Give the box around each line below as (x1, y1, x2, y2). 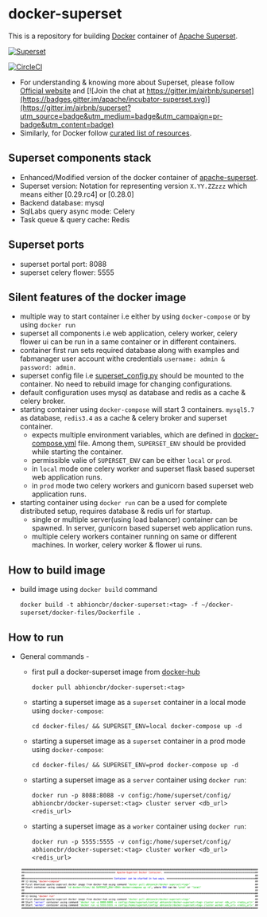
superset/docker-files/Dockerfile (19, 609, 134, 617)
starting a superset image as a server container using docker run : (31, 775, 247, 785)
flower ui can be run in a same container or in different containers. (19, 337, 237, 347)
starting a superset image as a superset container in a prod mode (31, 736, 246, 746)
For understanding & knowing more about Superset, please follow (19, 77, 235, 87)
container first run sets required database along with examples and (19, 346, 240, 355)
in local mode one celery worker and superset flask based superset (31, 464, 256, 474)
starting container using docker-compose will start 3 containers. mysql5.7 (19, 405, 255, 414)
